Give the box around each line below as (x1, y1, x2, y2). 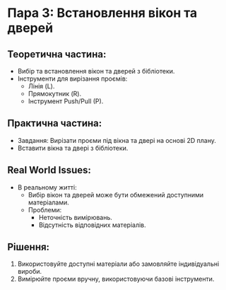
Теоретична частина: (7, 48, 107, 60)
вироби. (17, 267, 42, 276)
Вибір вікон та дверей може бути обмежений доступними (28, 190, 204, 199)
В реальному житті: (17, 182, 77, 192)
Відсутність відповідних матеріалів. (38, 221, 146, 229)
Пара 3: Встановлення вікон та (7, 5, 198, 21)
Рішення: (7, 241, 50, 253)
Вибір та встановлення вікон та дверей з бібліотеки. (17, 67, 175, 75)
